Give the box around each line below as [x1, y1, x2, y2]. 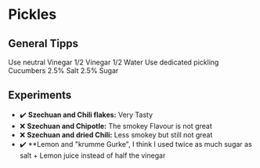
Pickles [8, 5, 57, 24]
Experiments [8, 89, 72, 102]
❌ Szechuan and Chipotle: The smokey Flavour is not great [19, 121, 213, 130]
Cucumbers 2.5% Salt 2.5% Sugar [8, 66, 119, 75]
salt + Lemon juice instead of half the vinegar [19, 151, 166, 160]
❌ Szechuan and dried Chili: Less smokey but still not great [19, 130, 213, 139]
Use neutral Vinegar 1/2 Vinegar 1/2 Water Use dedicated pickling [8, 57, 219, 67]
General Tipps [8, 37, 78, 50]
